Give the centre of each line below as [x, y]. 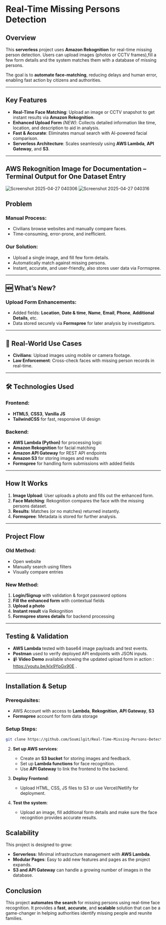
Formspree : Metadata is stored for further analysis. [65, 516]
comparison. [25, 138]
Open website [27, 561]
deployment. [33, 793]
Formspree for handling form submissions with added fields [74, 463]
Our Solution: [22, 247]
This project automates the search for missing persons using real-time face [83, 903]
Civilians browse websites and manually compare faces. [70, 229]
